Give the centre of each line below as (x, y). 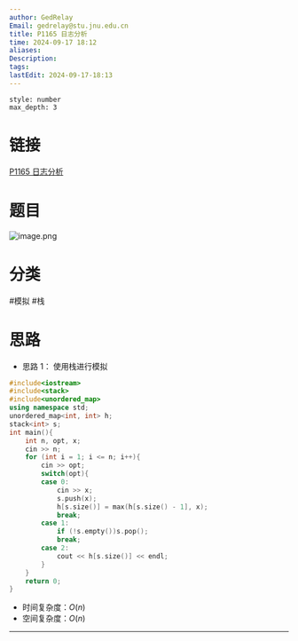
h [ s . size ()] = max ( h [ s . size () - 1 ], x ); (132, 507)
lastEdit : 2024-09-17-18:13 (61, 75)
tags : (19, 67)
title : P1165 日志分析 (48, 34)
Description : (33, 59)
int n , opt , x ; (53, 440)
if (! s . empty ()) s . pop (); (102, 532)
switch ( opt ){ (65, 474)
